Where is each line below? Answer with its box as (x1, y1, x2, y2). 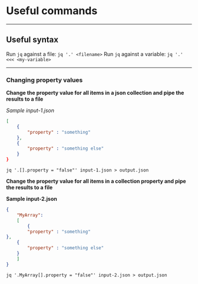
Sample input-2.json (6, 196, 57, 203)
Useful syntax (6, 35, 59, 45)
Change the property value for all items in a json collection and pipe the (6, 90, 184, 97)
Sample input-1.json (6, 107, 55, 114)
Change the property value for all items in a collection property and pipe (6, 178, 187, 185)
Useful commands (6, 4, 98, 18)
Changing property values (6, 75, 83, 84)
